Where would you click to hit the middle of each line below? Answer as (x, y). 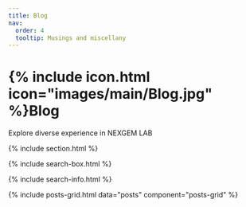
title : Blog (28, 16)
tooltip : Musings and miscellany (71, 38)
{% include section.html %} (53, 149)
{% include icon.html (79, 77)
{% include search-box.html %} (60, 164)
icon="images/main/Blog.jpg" (110, 94)
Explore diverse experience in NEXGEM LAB (80, 133)
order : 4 (30, 30)
